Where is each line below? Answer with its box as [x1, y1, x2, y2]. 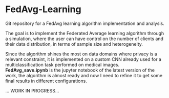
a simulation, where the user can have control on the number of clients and [5, 36, 164, 42]
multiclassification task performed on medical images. [5, 61, 120, 68]
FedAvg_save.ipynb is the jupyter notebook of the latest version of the [5, 67, 155, 73]
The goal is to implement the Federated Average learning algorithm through [5, 30, 164, 36]
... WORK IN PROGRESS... [5, 87, 59, 93]
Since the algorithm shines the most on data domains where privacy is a [5, 51, 157, 57]
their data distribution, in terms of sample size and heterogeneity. [5, 41, 143, 47]
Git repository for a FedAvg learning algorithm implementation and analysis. [5, 20, 165, 26]
